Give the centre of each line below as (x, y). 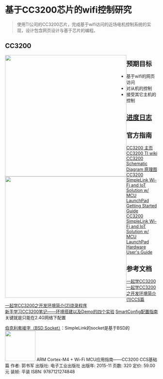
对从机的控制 (139, 88)
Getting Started (142, 206)
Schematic (137, 164)
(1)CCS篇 (135, 299)
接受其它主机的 (141, 95)
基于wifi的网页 (141, 76)
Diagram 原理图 (142, 169)
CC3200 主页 (140, 148)
